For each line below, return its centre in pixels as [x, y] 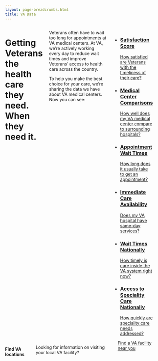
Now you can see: [67, 99]
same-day [130, 225]
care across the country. [74, 69]
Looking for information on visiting [70, 347]
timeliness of [133, 72]
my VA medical [135, 119]
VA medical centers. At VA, [76, 43]
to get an [129, 174]
